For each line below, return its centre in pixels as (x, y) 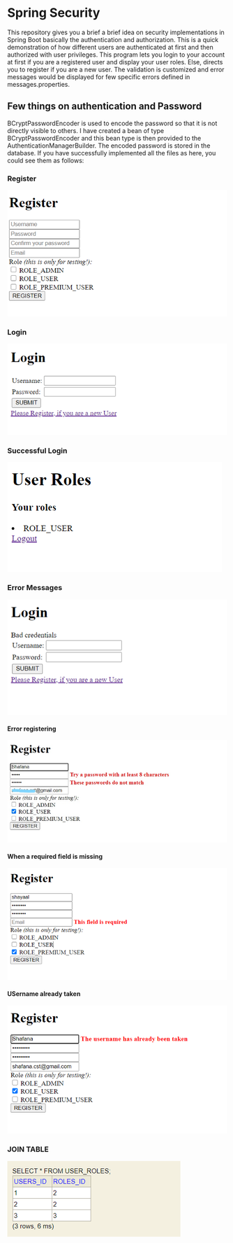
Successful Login (37, 451)
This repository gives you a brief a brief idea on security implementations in (116, 32)
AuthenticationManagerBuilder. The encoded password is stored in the (109, 146)
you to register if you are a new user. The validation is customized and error (116, 69)
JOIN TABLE (28, 1149)
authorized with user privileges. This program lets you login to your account (116, 55)
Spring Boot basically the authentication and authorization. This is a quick (113, 39)
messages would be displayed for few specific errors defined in (99, 77)
